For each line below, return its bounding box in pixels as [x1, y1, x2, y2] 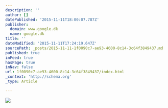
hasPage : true [5, 60, 36, 65]
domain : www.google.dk [10, 27, 58, 32]
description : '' [5, 7, 40, 13]
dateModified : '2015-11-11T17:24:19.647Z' [5, 41, 97, 46]
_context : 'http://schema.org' [5, 74, 72, 79]
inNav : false [5, 64, 33, 70]
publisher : [5, 21, 29, 27]
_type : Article [5, 79, 38, 84]
